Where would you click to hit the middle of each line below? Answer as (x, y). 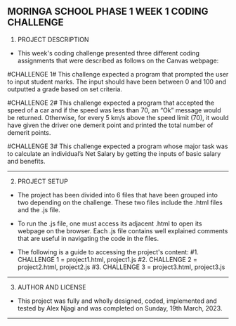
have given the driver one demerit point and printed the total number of (110, 125)
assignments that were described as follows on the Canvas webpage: (118, 60)
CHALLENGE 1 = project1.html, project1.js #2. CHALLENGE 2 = (107, 259)
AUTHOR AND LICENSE (52, 287)
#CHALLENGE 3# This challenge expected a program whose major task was (118, 146)
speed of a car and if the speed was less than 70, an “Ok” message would (114, 110)
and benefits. (26, 161)
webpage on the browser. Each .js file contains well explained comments (123, 230)
